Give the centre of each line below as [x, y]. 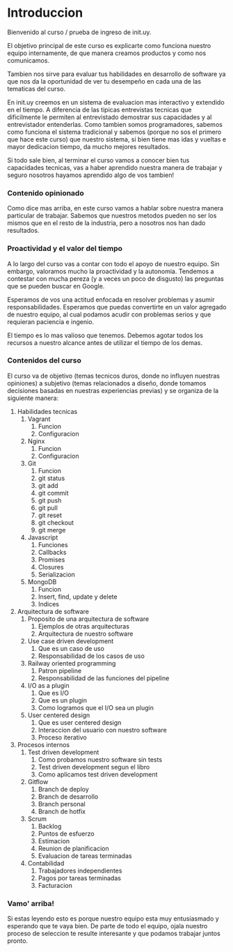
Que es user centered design [80, 722]
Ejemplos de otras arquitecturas [84, 626]
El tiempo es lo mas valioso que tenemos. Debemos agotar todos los [105, 335]
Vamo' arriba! [31, 903]
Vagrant [39, 419]
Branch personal [62, 804]
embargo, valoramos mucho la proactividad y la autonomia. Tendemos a [111, 271]
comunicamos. [29, 60]
